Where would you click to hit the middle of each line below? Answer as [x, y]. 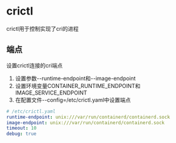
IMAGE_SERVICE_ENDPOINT [51, 93]
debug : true [21, 134]
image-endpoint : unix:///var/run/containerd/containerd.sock [86, 122]
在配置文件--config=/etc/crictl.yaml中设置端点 [73, 100]
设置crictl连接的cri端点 [34, 65]
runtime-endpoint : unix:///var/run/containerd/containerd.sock [88, 117]
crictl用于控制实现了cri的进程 [43, 28]
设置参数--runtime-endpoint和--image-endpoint [75, 78]
